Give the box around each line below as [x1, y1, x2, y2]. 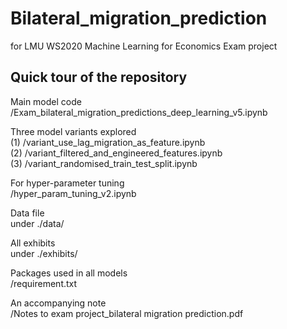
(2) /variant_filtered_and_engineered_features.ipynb [10, 147, 223, 159]
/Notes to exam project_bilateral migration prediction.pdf [10, 307, 244, 319]
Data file [10, 207, 45, 219]
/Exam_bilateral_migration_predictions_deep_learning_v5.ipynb [10, 106, 268, 118]
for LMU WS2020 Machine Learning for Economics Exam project [10, 40, 278, 52]
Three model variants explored [10, 125, 137, 137]
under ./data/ [10, 217, 65, 229]
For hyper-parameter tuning [10, 177, 125, 189]
